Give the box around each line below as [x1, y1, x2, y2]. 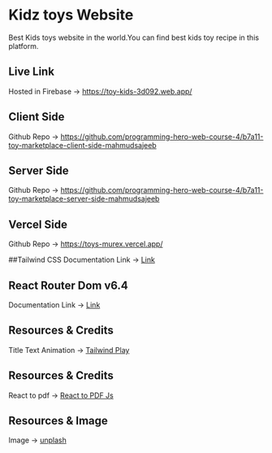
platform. [8, 41, 39, 50]
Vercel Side [8, 217, 67, 231]
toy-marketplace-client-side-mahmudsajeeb [8, 140, 157, 150]
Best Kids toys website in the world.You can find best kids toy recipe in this [8, 33, 260, 42]
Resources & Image [8, 414, 108, 428]
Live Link [8, 65, 55, 79]
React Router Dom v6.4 [8, 278, 128, 292]
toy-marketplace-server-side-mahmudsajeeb [8, 194, 160, 204]
